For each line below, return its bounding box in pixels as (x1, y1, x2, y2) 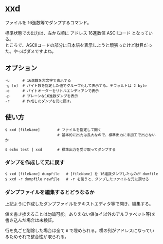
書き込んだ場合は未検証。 (5, 217, 56, 223)
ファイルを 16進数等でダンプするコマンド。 (5, 19, 91, 25)
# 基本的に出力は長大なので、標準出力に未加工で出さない (57, 132, 156, 137)
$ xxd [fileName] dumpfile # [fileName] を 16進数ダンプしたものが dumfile (5, 171, 158, 176)
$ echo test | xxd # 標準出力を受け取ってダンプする (5, 147, 116, 152)
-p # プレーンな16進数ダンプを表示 (5, 94, 78, 98)
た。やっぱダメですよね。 (5, 48, 56, 54)
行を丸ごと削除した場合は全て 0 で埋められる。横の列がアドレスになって (5, 227, 150, 234)
